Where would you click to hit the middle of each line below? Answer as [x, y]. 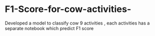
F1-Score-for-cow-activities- [68, 9]
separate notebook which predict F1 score [49, 28]
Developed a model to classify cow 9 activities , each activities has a [77, 23]
